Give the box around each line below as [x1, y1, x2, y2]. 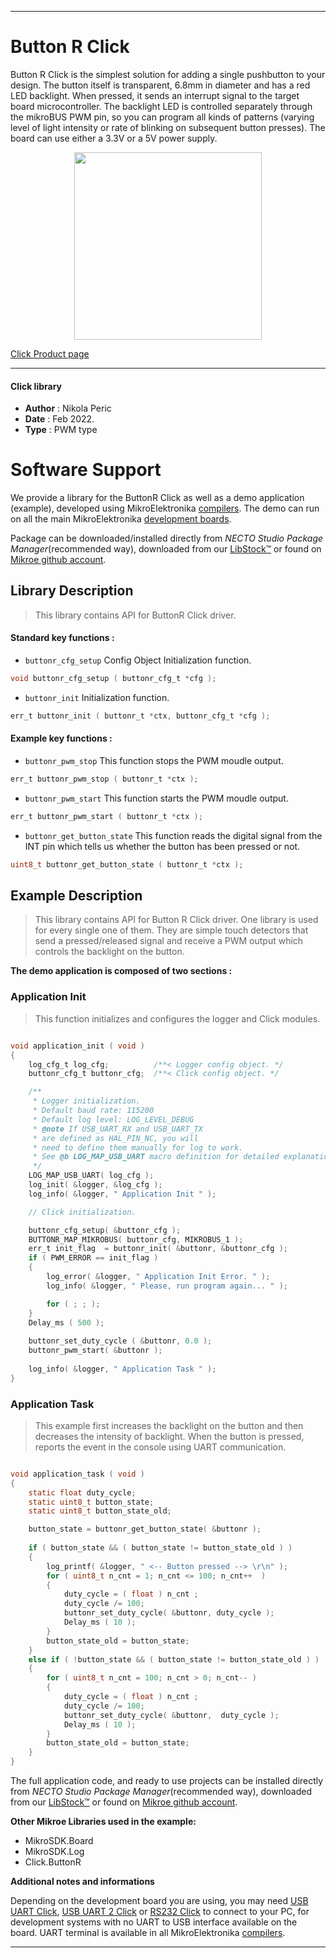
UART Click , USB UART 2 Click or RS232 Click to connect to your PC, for [10, 1906, 310, 1918]
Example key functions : [10, 732, 113, 745]
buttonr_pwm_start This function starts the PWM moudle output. [24, 792, 289, 804]
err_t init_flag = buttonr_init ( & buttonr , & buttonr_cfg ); [28, 1244, 288, 1254]
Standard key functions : [10, 632, 115, 644]
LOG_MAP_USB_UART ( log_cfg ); [28, 1171, 155, 1181]
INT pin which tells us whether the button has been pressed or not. [24, 840, 301, 852]
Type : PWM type [24, 424, 98, 436]
